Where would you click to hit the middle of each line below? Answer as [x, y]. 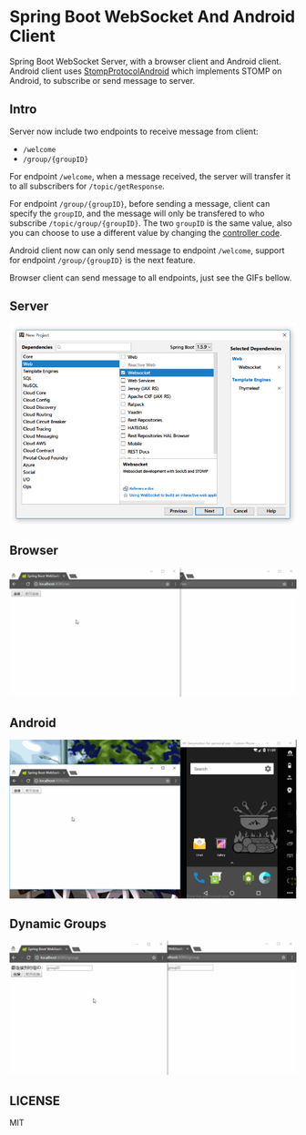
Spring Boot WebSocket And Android [153, 17]
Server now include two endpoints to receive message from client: [134, 131]
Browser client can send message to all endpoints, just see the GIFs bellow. [151, 277]
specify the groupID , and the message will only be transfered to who [138, 213]
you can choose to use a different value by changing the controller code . [146, 232]
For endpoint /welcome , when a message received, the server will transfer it [150, 176]
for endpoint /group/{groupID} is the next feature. [102, 260]
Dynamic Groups [58, 924]
